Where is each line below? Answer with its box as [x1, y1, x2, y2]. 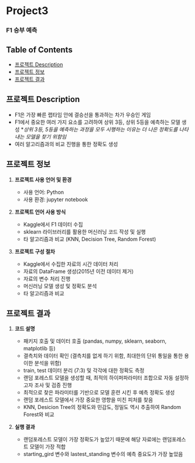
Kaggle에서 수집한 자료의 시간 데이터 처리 [23, 260, 119, 268]
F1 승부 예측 [6, 26, 37, 35]
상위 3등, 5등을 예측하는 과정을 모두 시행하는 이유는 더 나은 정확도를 [23, 126, 178, 133]
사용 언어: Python [23, 188, 64, 195]
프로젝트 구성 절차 [14, 248, 56, 255]
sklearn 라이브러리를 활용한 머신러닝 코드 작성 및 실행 [23, 228, 146, 235]
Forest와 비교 [23, 411, 54, 418]
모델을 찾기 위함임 [25, 133, 67, 140]
